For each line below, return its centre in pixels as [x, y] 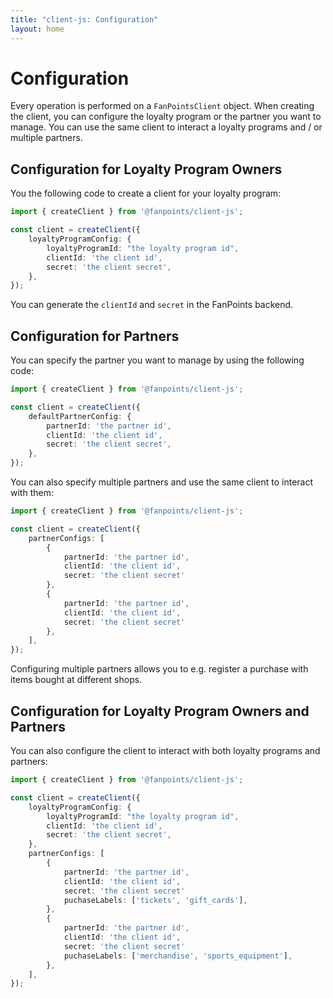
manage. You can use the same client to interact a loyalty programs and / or [166, 127]
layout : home [37, 29]
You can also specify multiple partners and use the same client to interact [162, 482]
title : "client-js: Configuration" [84, 19]
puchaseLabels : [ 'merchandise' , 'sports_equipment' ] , [178, 956]
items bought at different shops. [76, 680]
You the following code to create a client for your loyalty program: [146, 193]
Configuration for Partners [95, 336]
